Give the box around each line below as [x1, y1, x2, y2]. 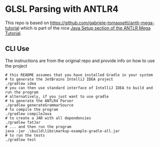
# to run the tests [5, 133, 45, 138]
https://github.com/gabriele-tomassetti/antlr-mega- [50, 20, 155, 26]
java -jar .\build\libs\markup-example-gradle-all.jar [5, 128, 120, 134]
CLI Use [5, 44, 30, 53]
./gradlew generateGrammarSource [5, 103, 74, 108]
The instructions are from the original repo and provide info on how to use [5, 58, 155, 64]
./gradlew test [5, 137, 36, 142]
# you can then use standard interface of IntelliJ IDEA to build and [5, 85, 153, 90]
